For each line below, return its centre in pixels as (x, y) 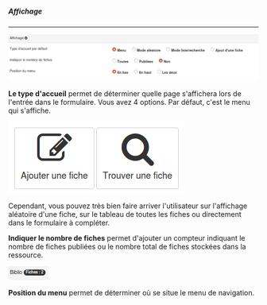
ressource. (26, 255)
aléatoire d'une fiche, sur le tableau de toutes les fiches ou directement (125, 214)
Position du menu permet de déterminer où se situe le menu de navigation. (132, 292)
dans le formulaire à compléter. (59, 222)
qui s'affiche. (30, 110)
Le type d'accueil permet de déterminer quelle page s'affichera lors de (125, 93)
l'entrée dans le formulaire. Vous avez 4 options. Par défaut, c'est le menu (129, 102)
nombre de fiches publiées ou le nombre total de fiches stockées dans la (127, 246)
